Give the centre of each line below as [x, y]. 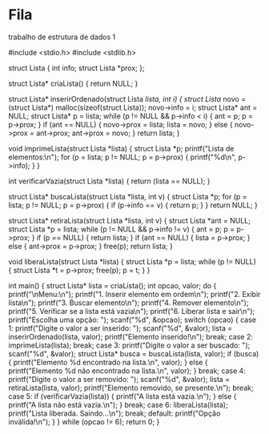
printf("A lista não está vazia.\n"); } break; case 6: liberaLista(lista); [118, 404]
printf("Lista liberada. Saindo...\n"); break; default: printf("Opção [114, 413]
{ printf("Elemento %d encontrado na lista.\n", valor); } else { [108, 362]
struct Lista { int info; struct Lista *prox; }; [77, 68]
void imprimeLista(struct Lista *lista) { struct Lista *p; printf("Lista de [121, 148]
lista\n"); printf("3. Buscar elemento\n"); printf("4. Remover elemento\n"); [129, 303]
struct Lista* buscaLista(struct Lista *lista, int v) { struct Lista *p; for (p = [128, 196]
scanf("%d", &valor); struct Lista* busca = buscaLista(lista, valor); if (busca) [134, 353]
